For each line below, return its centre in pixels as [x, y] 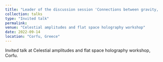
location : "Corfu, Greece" [33, 37]
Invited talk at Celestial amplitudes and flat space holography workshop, [78, 50]
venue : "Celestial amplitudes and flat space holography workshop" [75, 28]
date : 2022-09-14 [23, 32]
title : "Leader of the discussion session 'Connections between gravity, [82, 9]
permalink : [16, 23]
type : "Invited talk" [27, 18]
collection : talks [24, 14]
